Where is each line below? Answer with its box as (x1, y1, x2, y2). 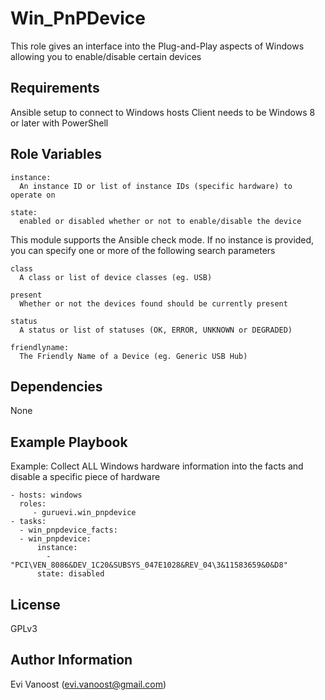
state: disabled (36, 569, 105, 579)
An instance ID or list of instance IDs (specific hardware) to (19, 181, 293, 191)
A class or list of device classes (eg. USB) (19, 272, 213, 282)
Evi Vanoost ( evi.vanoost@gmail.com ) (10, 678, 167, 690)
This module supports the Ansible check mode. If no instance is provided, (10, 233, 315, 246)
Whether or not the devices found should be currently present (19, 298, 288, 309)
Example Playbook (10, 433, 128, 451)
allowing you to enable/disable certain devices (10, 50, 202, 62)
